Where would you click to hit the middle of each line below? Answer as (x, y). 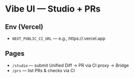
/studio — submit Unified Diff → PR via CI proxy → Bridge (70, 65)
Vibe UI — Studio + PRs (53, 9)
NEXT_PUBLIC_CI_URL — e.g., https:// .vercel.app (59, 38)
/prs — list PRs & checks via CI (43, 70)
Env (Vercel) (24, 27)
